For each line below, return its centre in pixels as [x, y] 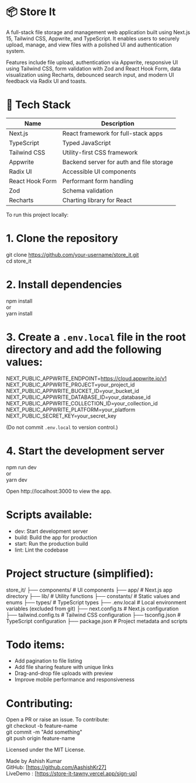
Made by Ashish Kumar [34, 761]
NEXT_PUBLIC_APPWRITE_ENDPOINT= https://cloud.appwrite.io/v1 [86, 378]
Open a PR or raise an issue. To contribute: [58, 720]
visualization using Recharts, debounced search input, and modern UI [90, 75]
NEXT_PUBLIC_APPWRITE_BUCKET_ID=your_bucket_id [73, 391]
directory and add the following [84, 349]
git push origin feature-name [41, 738]
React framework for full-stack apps [112, 133]
